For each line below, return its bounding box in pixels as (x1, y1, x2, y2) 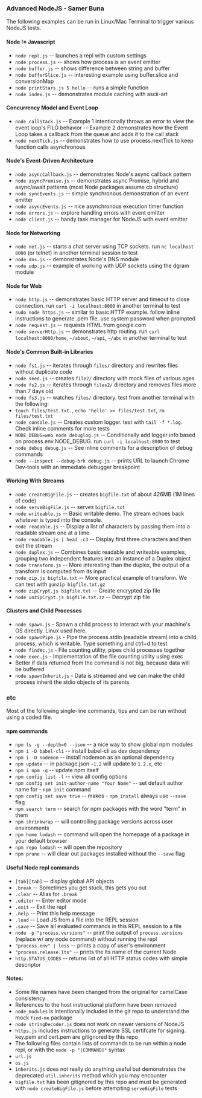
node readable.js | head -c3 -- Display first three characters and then (14, 535, 192, 542)
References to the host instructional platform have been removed (14, 1001, 177, 1008)
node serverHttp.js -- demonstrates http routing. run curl (14, 328, 160, 335)
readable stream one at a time (14, 529, 90, 536)
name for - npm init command (14, 786, 91, 793)
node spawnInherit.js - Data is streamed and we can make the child (14, 672, 185, 679)
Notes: (6, 975, 24, 982)
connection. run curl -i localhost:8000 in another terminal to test (14, 302, 181, 310)
